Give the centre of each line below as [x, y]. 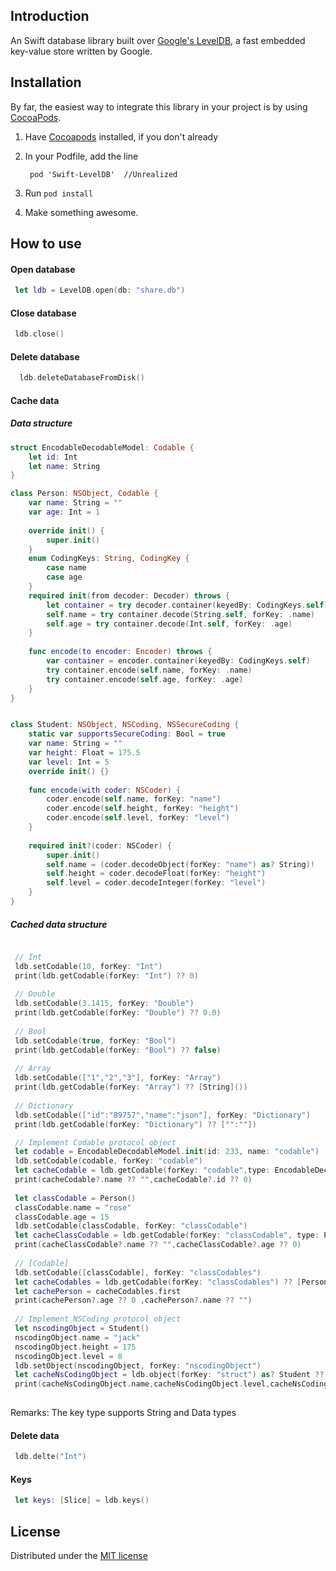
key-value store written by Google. [81, 51]
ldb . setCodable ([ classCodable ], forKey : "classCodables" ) [138, 1272]
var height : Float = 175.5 [84, 753]
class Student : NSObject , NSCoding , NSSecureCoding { [125, 725]
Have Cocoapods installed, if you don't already [121, 136]
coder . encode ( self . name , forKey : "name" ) [134, 799]
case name [66, 568]
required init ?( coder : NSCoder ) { [100, 845]
